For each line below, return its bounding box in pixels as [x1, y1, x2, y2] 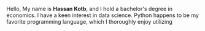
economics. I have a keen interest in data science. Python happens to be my [6, 12, 199, 19]
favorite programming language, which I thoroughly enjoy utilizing [6, 18, 173, 25]
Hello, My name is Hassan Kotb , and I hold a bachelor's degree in [6, 5, 173, 12]
